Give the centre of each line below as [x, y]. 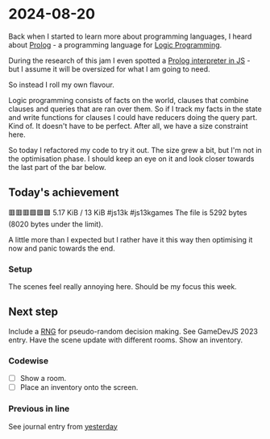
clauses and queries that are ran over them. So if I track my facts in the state [135, 109]
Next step [33, 312]
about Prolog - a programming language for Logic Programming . [115, 44]
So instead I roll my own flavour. [61, 85]
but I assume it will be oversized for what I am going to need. [110, 68]
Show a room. [43, 379]
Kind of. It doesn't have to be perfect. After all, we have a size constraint [128, 126]
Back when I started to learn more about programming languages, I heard [130, 36]
